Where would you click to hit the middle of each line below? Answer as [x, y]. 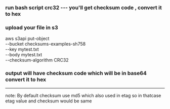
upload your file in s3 [32, 27]
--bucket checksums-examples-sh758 [46, 44]
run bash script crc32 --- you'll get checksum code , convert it [83, 8]
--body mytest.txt [24, 55]
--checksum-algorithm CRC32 [37, 60]
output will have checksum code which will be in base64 [76, 74]
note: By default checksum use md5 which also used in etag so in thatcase [83, 95]
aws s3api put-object [27, 39]
